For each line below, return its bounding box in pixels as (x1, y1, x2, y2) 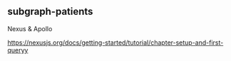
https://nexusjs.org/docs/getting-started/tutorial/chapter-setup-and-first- (7, 38, 224, 47)
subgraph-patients (7, 6, 93, 18)
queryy (7, 45, 29, 54)
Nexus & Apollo (7, 24, 53, 33)
